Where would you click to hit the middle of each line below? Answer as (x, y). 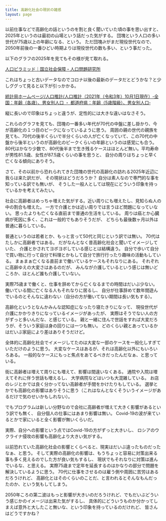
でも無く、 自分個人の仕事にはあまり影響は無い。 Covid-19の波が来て (85, 413)
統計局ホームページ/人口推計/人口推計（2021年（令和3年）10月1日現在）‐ (80, 96)
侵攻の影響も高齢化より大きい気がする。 (63, 436)
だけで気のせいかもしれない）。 (41, 396)
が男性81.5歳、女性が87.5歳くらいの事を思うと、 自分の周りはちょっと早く (81, 155)
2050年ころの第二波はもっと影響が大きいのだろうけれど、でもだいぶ (75, 495)
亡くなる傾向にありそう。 (31, 161)
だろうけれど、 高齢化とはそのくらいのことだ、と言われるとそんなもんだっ (81, 478)
